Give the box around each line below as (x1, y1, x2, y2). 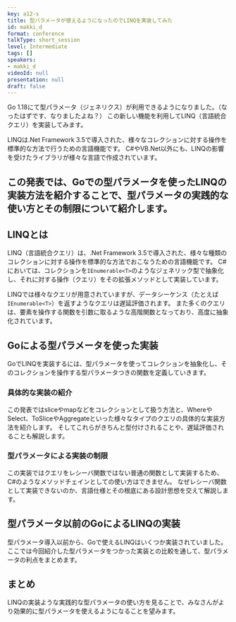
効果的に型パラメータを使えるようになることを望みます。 (13, 607, 180, 616)
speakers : (7, 57, 37, 64)
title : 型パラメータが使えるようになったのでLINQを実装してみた (7, 17, 173, 24)
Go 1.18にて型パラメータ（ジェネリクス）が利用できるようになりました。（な (7, 103, 228, 112)
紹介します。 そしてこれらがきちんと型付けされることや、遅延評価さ (19, 423, 218, 431)
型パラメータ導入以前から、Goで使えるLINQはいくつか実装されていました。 (7, 538, 228, 546)
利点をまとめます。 (25, 556, 81, 564)
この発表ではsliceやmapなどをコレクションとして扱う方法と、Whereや (7, 405, 213, 413)
